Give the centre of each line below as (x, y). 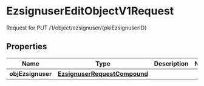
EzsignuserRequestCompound (103, 73)
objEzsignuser (31, 73)
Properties (27, 47)
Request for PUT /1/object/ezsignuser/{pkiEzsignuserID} (77, 28)
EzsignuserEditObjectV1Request (90, 11)
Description (171, 63)
